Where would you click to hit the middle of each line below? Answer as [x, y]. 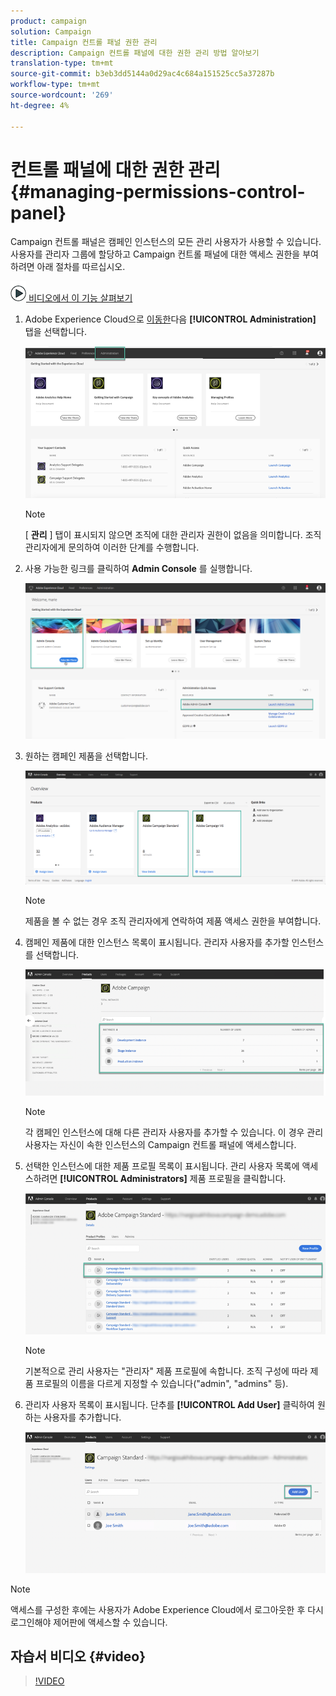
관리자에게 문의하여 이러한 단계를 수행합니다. [112, 547]
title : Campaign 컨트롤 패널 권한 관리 [84, 42]
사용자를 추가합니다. [82, 1417]
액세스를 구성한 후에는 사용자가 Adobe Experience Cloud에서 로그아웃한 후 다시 [167, 1609]
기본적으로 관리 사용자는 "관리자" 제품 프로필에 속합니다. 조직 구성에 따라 [166, 1371]
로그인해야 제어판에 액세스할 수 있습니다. [89, 1622]
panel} [38, 212]
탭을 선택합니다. [55, 332]
